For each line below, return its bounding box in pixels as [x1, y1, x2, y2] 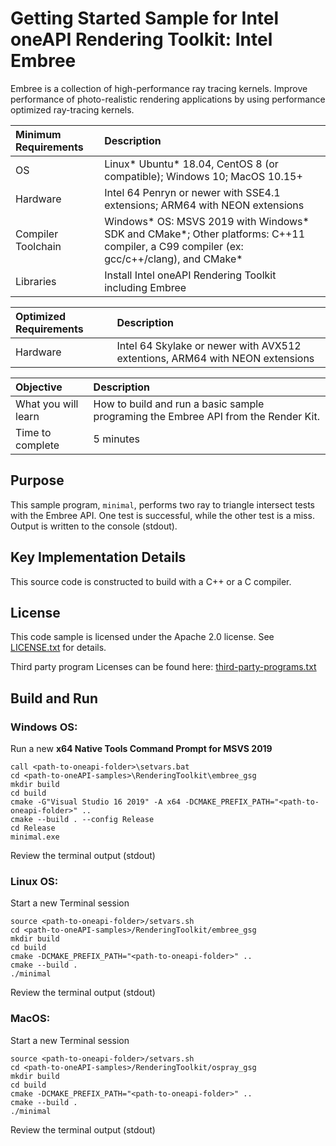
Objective [15, 380, 63, 394]
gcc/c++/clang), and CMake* [104, 252, 243, 266]
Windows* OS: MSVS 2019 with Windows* [104, 214, 310, 228]
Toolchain [15, 239, 62, 253]
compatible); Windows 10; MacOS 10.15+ [104, 169, 303, 183]
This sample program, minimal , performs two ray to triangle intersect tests [10, 498, 315, 511]
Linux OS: [10, 874, 59, 888]
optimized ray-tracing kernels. [10, 103, 135, 116]
